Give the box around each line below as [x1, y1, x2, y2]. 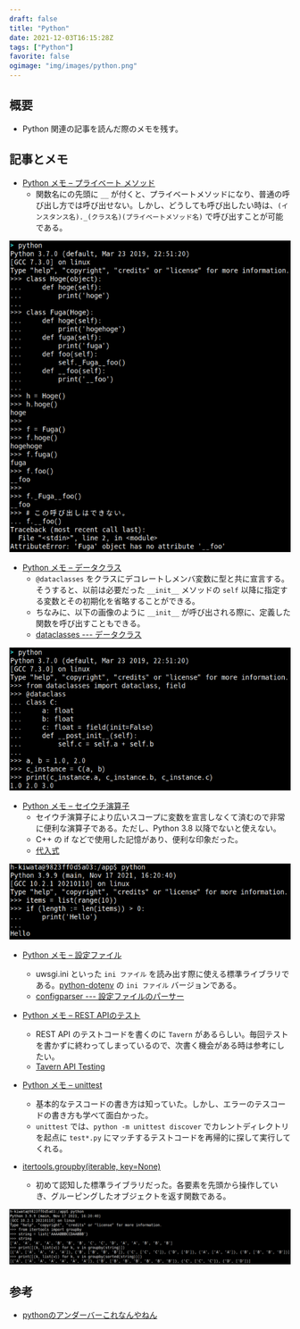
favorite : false [9, 52, 70, 62]
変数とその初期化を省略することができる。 [43, 595, 200, 606]
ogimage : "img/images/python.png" [9, 62, 138, 71]
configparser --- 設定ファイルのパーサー [35, 990, 185, 1001]
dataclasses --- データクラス [35, 629, 143, 639]
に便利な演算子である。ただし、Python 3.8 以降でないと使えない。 [35, 823, 281, 833]
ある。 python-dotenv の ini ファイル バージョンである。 [35, 979, 242, 990]
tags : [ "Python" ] [9, 43, 74, 52]
